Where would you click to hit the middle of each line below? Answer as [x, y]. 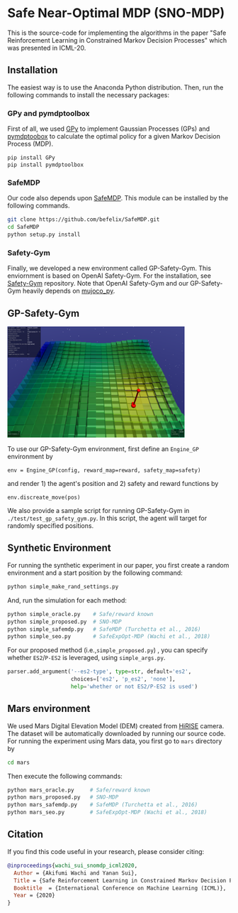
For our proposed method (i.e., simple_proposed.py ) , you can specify [108, 650]
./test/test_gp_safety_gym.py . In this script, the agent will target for [107, 518]
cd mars [19, 762]
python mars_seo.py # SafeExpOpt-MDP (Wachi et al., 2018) [107, 812]
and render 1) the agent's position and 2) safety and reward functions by [113, 484]
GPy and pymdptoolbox [49, 113]
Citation [25, 834]
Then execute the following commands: [65, 776]
